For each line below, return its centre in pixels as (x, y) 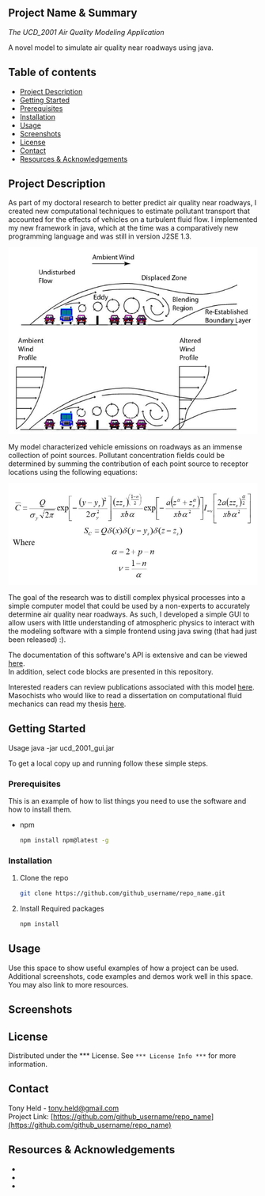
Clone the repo (44, 878)
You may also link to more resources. (68, 984)
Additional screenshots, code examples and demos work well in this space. (131, 976)
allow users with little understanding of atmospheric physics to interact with (131, 622)
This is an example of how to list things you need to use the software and (127, 801)
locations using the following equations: (73, 472)
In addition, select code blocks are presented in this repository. (111, 671)
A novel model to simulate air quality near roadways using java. (111, 48)
